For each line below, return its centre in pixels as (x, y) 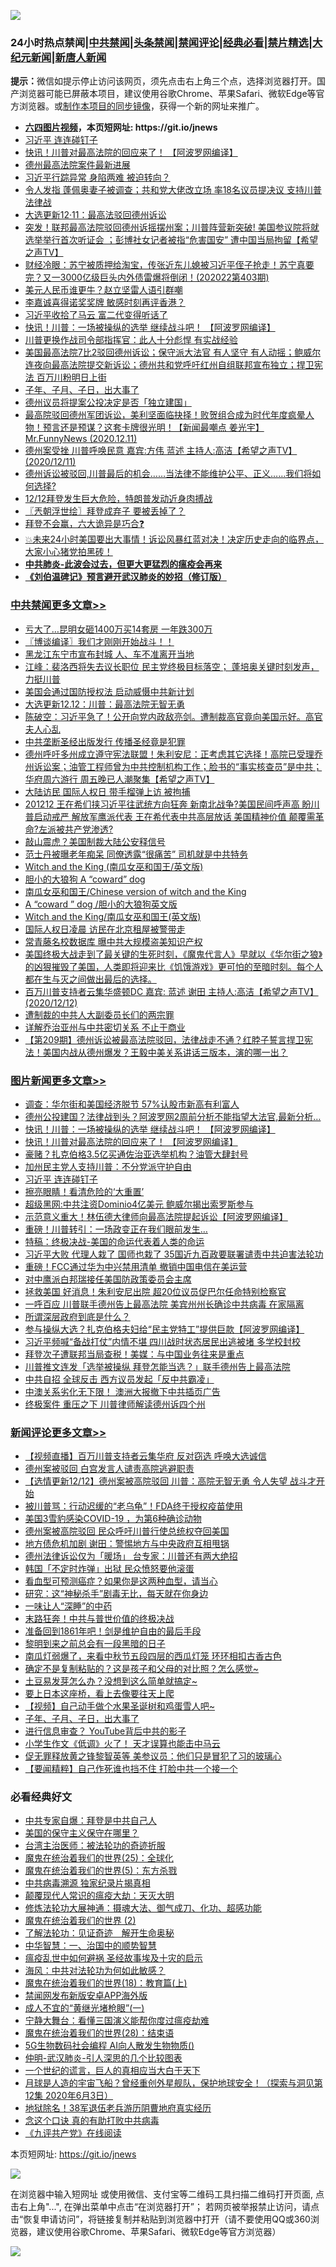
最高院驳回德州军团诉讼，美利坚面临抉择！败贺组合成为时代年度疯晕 (165, 415)
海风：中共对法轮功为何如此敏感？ (95, 1971)
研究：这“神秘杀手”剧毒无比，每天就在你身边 (116, 1594)
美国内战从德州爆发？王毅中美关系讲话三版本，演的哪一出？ (165, 1052)
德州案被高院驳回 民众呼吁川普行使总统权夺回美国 (127, 1531)
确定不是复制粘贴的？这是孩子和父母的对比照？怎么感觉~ (142, 1669)
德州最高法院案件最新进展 (77, 165)
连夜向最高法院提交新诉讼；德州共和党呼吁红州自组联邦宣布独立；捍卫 (169, 365)
